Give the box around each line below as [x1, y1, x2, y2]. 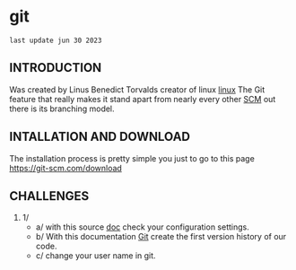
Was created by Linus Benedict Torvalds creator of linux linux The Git [9, 83, 266, 95]
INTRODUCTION [9, 60, 102, 75]
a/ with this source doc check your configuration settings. [35, 222, 249, 232]
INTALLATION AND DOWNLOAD [9, 129, 191, 144]
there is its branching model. [9, 103, 115, 114]
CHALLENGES [9, 188, 90, 204]
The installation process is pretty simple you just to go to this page [9, 152, 256, 163]
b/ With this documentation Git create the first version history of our [35, 231, 287, 242]
